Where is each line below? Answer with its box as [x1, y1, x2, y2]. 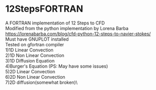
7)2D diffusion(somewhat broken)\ [5, 79, 78, 85]
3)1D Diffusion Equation [5, 57, 55, 64]
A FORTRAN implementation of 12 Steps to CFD [5, 20, 105, 26]
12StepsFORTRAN [5, 3, 83, 15]
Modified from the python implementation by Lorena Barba [5, 25, 129, 31]
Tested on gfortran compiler [5, 41, 64, 47]
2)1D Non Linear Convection [5, 52, 65, 58]
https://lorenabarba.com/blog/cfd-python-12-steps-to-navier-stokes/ [5, 31, 151, 37]
